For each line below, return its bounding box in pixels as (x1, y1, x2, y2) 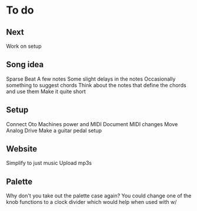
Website (6, 144, 37, 154)
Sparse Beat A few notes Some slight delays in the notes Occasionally (6, 75, 176, 83)
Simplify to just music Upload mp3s (6, 160, 92, 167)
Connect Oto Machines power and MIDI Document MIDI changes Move (6, 120, 178, 127)
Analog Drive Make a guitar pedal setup (6, 127, 102, 134)
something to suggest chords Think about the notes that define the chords (6, 81, 186, 88)
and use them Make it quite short (6, 88, 86, 95)
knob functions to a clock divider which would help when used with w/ (6, 199, 177, 206)
